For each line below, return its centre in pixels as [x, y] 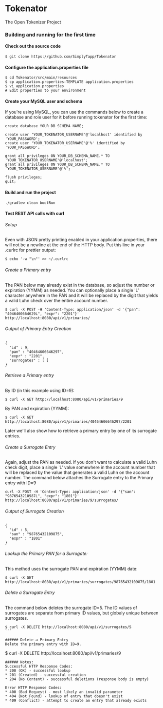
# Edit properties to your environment [45, 91]
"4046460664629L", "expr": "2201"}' [42, 314]
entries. [13, 436]
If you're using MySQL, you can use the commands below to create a [74, 112]
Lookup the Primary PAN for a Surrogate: [46, 553]
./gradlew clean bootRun [30, 203]
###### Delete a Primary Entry [37, 640]
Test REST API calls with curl [35, 214]
